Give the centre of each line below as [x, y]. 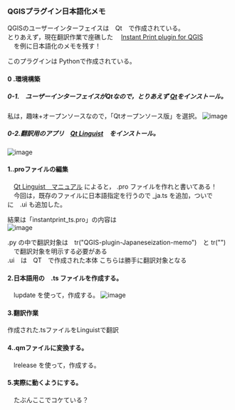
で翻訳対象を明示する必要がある [60, 251]
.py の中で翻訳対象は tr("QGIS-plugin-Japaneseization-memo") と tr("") [117, 242]
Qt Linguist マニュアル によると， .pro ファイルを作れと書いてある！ [115, 186]
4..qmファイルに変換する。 [47, 348]
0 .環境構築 [24, 79]
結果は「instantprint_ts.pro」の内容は [62, 220]
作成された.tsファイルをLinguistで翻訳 [63, 330]
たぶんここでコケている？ [51, 400]
